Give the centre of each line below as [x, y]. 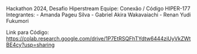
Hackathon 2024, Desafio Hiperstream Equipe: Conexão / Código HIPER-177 [98, 9]
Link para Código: [28, 32]
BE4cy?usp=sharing [30, 45]
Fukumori [18, 21]
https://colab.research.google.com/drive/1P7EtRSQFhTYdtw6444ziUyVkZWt [98, 38]
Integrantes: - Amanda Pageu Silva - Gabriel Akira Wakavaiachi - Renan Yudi [98, 15]
